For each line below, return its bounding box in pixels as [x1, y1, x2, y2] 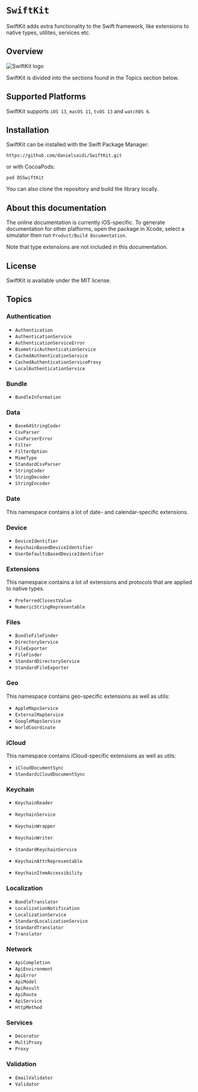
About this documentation [6, 202, 107, 213]
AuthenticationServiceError [14, 340, 85, 346]
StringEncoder [14, 481, 50, 487]
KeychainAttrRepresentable [14, 858, 83, 865]
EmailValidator [14, 1075, 53, 1081]
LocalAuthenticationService [14, 365, 85, 372]
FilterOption [14, 448, 48, 455]
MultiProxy [14, 1040, 43, 1046]
